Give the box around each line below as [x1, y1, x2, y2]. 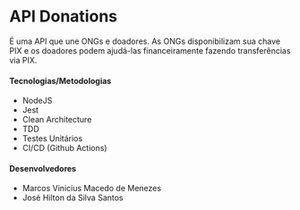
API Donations [9, 6, 118, 27]
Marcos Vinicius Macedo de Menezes [21, 183, 162, 194]
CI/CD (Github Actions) [21, 143, 107, 154]
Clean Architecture [21, 114, 92, 125]
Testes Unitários [21, 133, 83, 144]
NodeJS [21, 96, 53, 106]
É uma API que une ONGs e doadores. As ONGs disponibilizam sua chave [9, 36, 280, 46]
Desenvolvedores [9, 163, 77, 173]
